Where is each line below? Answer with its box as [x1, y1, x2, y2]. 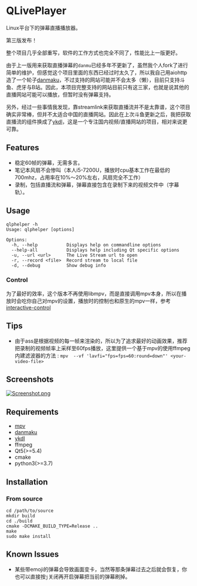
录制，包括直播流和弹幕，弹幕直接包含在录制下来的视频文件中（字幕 [14, 181, 179, 188]
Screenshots [6, 374, 54, 385]
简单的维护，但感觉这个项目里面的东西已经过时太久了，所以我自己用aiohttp [6, 69, 188, 76]
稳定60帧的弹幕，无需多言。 [14, 159, 83, 166]
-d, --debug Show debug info [11, 262, 107, 268]
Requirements [6, 407, 59, 417]
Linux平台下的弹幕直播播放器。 [6, 24, 81, 31]
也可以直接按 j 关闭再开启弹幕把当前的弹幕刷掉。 [14, 573, 131, 580]
